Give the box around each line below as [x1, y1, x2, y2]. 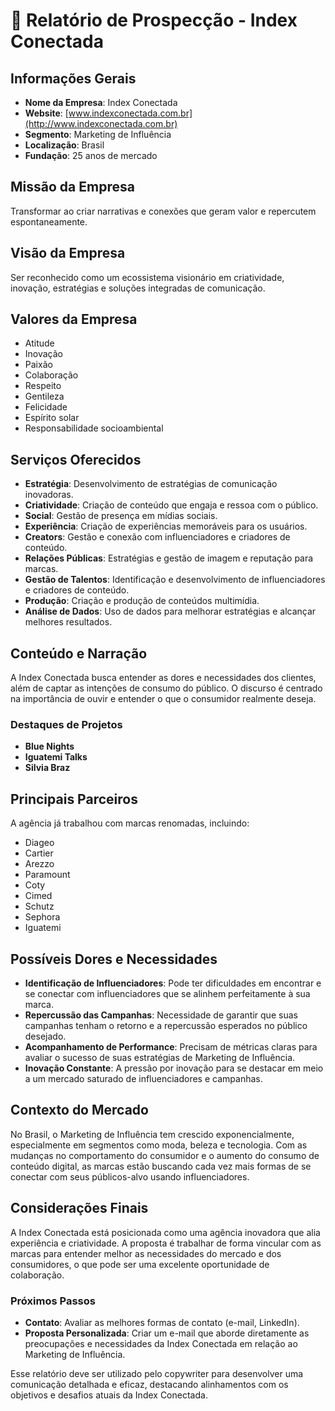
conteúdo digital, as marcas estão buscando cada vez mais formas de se [10, 1160, 312, 1172]
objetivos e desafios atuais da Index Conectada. [10, 1389, 208, 1401]
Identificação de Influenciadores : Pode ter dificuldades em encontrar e [24, 977, 322, 989]
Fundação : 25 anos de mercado [24, 150, 158, 161]
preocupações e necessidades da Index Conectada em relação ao [24, 1337, 298, 1349]
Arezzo [24, 858, 55, 870]
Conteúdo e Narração [10, 645, 148, 662]
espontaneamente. [10, 215, 88, 228]
